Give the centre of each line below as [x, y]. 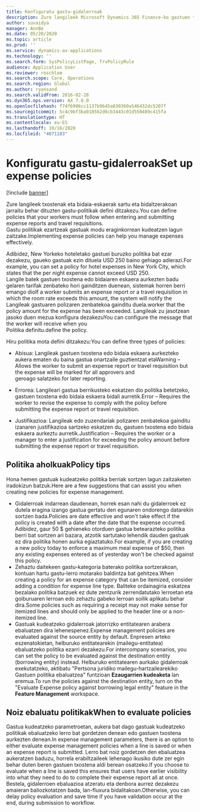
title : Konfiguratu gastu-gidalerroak [54, 12]
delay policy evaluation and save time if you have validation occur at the [94, 796]
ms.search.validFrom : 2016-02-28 [48, 95]
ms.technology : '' [29, 56]
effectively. [20, 242]
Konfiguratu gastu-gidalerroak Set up [100, 163]
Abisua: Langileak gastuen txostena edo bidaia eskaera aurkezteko [97, 353]
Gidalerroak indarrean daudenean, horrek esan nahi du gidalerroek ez [100, 503]
